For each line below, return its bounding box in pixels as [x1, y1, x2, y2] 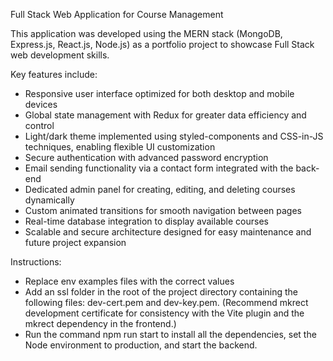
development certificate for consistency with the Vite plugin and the [24, 307, 305, 319]
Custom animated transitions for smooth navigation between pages [24, 205, 303, 216]
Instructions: [10, 256, 62, 268]
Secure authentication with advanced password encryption [24, 152, 269, 163]
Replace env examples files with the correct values [24, 275, 235, 287]
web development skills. [10, 49, 110, 61]
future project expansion [24, 237, 127, 248]
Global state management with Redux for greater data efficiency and [24, 109, 307, 121]
